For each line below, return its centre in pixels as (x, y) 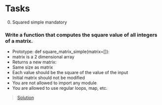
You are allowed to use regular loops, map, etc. (60, 88)
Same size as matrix (32, 67)
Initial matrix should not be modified (48, 78)
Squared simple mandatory (40, 22)
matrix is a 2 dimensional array (43, 57)
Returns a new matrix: (34, 62)
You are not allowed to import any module (54, 83)
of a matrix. (19, 41)
